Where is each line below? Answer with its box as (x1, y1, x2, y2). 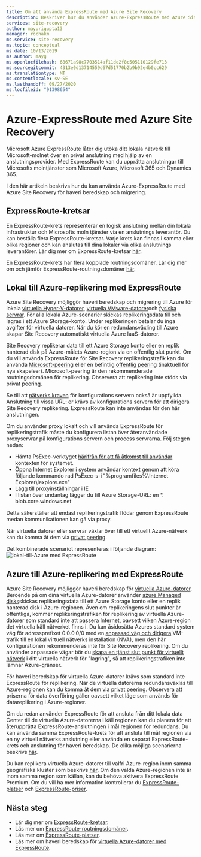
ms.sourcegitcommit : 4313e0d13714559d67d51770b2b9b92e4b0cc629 (6, 64, 167, 71)
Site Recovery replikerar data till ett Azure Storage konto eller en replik (6, 342, 179, 349)
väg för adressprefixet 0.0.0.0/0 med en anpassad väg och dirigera (6, 630, 172, 637)
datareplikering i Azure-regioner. (6, 699, 87, 706)
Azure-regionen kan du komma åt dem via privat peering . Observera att (6, 686, 182, 693)
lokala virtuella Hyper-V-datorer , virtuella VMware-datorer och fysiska (6, 305, 177, 312)
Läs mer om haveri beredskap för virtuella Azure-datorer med (14, 838, 167, 845)
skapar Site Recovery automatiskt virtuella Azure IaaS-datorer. (6, 330, 160, 337)
